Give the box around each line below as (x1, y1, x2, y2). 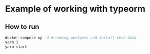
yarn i (5, 40, 19, 44)
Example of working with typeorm (5, 3, 146, 14)
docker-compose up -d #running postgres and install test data (5, 35, 137, 40)
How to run (5, 23, 40, 31)
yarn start (5, 44, 27, 49)
